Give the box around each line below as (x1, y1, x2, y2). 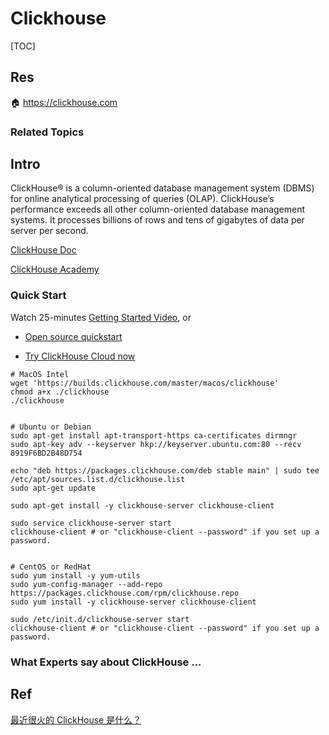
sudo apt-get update (10, 483, 97, 493)
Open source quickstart (24, 330, 123, 342)
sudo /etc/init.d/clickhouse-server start (10, 614, 190, 624)
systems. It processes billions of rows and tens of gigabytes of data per (10, 214, 305, 226)
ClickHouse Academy (10, 263, 100, 276)
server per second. (10, 225, 89, 237)
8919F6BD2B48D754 (10, 448, 83, 458)
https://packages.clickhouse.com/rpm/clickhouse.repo (10, 588, 240, 598)
